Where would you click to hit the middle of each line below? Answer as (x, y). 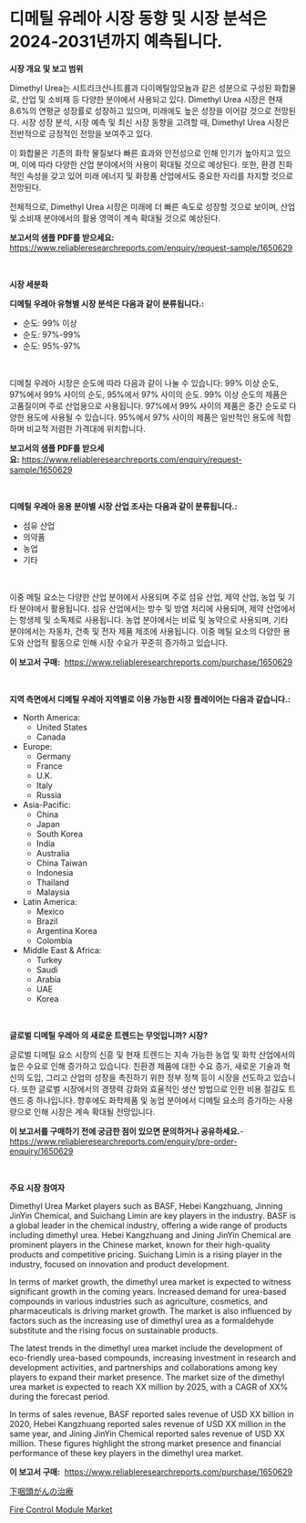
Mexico (50, 911)
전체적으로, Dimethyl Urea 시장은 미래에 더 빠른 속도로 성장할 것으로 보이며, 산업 (153, 206)
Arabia (49, 979)
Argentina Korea (66, 930)
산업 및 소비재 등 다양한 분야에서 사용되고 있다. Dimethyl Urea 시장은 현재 (152, 99)
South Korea (60, 834)
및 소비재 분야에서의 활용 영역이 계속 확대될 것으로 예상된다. (115, 218)
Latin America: (50, 901)
